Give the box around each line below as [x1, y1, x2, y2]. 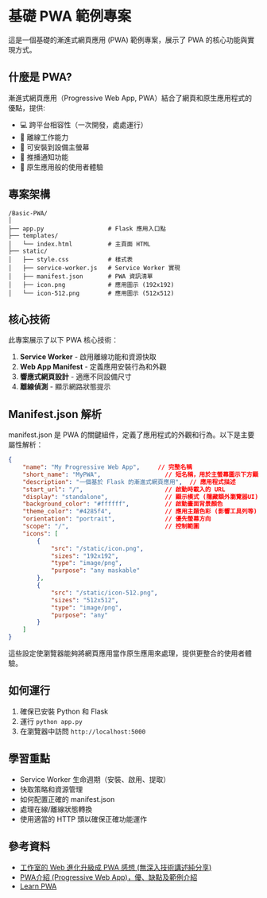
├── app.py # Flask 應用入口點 [8, 224, 167, 233]
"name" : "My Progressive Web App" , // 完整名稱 [22, 463, 192, 471]
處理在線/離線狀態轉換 [19, 804, 93, 814]
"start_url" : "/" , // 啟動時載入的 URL [22, 486, 226, 494]
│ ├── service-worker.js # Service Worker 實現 [8, 264, 180, 272]
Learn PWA [19, 881, 57, 891]
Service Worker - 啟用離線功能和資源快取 [19, 352, 157, 362]
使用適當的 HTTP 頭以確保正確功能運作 [19, 814, 148, 823]
